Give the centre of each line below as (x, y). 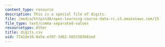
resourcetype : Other (26, 28)
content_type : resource (29, 10)
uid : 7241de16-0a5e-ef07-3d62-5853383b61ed (50, 37)
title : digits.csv (24, 32)
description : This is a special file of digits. (56, 14)
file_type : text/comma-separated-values (47, 23)
